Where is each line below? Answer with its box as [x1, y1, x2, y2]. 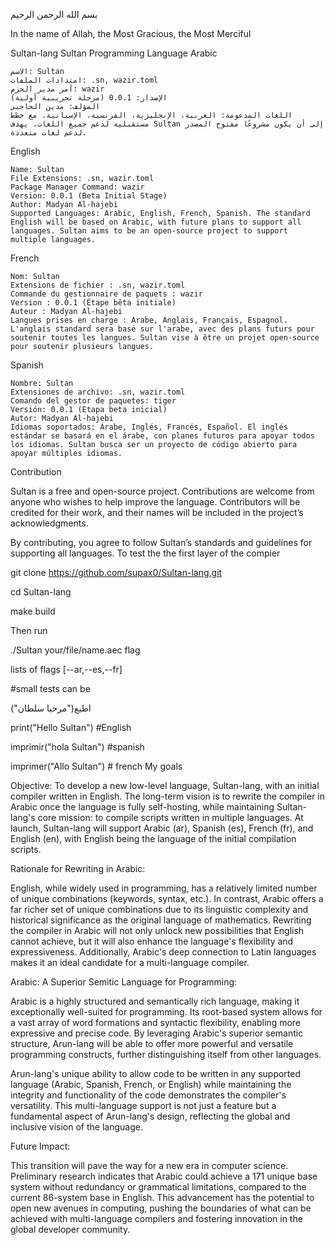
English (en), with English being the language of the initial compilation [10, 833, 297, 844]
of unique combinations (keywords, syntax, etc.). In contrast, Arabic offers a [10, 893, 324, 904]
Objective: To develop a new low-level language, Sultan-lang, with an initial [10, 780, 320, 791]
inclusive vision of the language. [10, 1121, 143, 1133]
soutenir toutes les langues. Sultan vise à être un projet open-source [10, 333, 320, 343]
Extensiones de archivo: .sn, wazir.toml [10, 387, 186, 397]
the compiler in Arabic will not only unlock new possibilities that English [10, 925, 305, 936]
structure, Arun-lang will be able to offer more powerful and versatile [10, 1038, 294, 1049]
